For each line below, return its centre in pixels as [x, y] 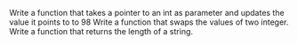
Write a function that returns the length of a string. [101, 31]
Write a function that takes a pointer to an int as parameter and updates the [147, 13]
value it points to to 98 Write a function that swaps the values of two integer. [149, 22]
